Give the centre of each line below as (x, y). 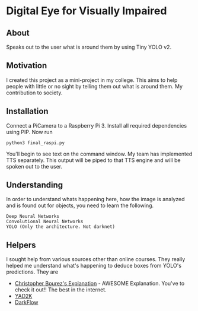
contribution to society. (34, 93)
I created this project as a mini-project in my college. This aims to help (92, 80)
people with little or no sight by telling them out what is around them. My (94, 86)
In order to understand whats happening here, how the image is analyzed (95, 199)
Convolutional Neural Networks (45, 222)
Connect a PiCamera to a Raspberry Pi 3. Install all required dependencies (97, 125)
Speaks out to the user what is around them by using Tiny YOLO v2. (89, 47)
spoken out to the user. (34, 166)
